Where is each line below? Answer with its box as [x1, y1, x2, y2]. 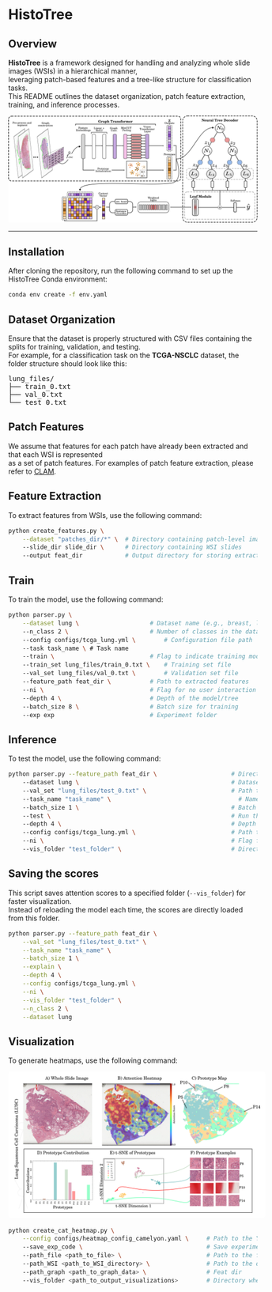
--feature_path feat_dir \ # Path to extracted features [22, 678, 249, 686]
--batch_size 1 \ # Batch [22, 803, 257, 811]
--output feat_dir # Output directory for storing [22, 552, 232, 560]
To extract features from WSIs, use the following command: [8, 510, 202, 519]
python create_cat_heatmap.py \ [8, 1226, 115, 1234]
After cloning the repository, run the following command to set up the [8, 266, 233, 276]
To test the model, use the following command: [8, 754, 161, 764]
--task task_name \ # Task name [22, 644, 129, 652]
